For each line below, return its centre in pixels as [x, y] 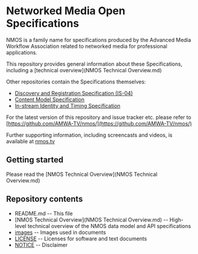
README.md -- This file [43, 213]
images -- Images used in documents [60, 232]
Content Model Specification [49, 99]
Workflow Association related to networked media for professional [87, 46]
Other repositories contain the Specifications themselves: [76, 82]
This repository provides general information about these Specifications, [94, 64]
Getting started [35, 160]
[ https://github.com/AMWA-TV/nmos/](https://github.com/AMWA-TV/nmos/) [99, 123]
